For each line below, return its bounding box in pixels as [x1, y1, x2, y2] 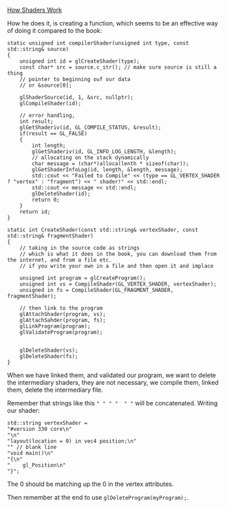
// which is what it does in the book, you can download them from [19, 251, 217, 257]
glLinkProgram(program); [19, 323, 91, 330]
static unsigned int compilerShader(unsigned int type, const [7, 40, 189, 47]
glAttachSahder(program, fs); [19, 317, 107, 324]
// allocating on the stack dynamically [32, 154, 149, 161]
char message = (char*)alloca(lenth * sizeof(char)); [32, 160, 189, 167]
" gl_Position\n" [7, 462, 67, 469]
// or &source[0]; [19, 82, 72, 89]
